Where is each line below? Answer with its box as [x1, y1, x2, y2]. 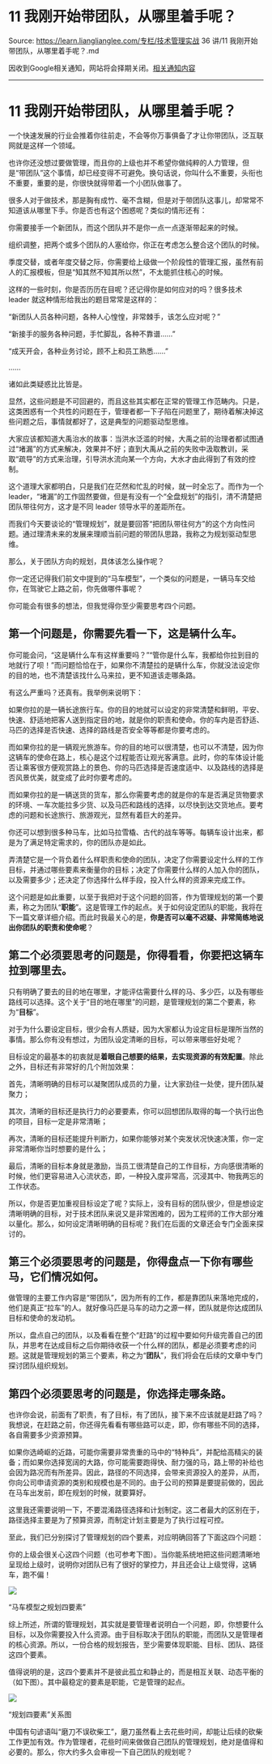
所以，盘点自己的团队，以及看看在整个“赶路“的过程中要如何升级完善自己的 [8, 1330, 257, 1340]
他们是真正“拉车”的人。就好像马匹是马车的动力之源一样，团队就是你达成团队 [8, 1303, 263, 1313]
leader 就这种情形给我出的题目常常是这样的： [8, 294, 159, 304]
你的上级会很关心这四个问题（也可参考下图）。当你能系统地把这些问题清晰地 [8, 1549, 261, 1560]
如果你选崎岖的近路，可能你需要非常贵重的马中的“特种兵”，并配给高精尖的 [8, 1447, 257, 1457]
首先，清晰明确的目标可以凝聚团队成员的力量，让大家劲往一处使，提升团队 [8, 1078, 257, 1088]
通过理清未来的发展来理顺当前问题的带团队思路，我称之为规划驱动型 [22, 528, 249, 539]
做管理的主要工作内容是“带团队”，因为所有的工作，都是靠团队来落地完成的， [8, 1293, 263, 1303]
